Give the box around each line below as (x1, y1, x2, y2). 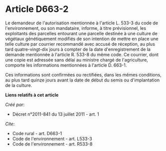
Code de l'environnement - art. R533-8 (12, 141, 93, 147)
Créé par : (5, 101, 25, 107)
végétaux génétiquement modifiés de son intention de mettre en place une (5, 36, 159, 42)
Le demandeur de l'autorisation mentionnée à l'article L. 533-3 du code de (5, 20, 159, 26)
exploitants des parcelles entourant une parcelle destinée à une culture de (5, 30, 158, 36)
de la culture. (5, 82, 32, 88)
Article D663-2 (5, 3, 69, 15)
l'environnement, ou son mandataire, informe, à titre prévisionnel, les (5, 25, 146, 31)
